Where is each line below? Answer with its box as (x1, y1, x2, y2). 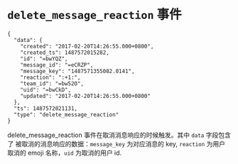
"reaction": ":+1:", (20, 74, 81, 81)
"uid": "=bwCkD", (20, 86, 72, 93)
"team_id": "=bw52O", (20, 80, 84, 87)
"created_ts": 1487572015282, (20, 49, 110, 56)
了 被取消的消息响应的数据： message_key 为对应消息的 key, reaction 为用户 (7, 139, 226, 148)
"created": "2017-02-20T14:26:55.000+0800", (20, 43, 154, 50)
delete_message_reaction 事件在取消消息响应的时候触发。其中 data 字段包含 (7, 131, 231, 139)
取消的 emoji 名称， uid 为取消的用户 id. (7, 148, 122, 157)
